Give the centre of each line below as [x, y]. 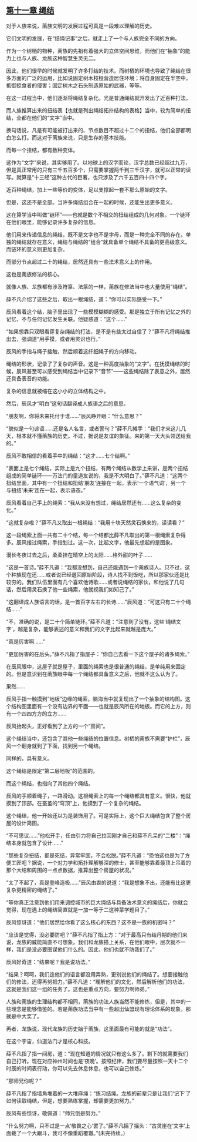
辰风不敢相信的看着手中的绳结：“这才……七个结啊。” [68, 456]
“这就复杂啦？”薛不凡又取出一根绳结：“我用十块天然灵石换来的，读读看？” [95, 523]
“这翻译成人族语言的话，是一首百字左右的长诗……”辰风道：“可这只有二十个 [96, 602]
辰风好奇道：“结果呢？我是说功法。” [48, 962]
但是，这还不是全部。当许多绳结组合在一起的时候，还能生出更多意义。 [91, 202]
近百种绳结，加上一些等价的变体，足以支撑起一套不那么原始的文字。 [88, 189]
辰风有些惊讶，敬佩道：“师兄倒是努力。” [53, 1113]
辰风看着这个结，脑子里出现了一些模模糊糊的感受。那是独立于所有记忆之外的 [98, 312]
